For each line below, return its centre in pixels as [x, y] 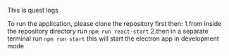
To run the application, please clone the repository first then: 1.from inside [114, 23]
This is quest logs [33, 10]
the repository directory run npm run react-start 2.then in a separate [108, 31]
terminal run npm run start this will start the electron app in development [113, 38]
